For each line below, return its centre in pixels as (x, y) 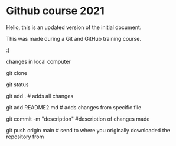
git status (17, 85)
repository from (25, 137)
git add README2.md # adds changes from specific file (74, 107)
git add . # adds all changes (40, 96)
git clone (17, 73)
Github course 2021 (55, 11)
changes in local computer (38, 61)
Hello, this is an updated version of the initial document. (74, 27)
